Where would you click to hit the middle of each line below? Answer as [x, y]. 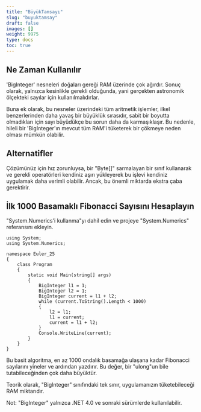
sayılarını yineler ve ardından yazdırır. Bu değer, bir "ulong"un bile [87, 367]
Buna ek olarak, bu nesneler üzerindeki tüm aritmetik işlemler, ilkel [88, 109]
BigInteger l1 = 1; [63, 286]
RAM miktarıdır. [25, 391]
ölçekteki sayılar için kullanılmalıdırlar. [53, 97]
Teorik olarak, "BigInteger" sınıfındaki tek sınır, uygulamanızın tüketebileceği [100, 385]
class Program [35, 265]
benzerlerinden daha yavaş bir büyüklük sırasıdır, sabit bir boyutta [88, 115]
